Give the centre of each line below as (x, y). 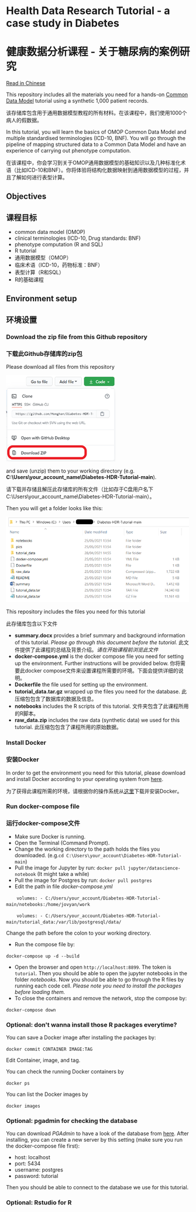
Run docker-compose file (43, 806)
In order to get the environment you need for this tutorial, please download (96, 773)
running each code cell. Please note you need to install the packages (98, 986)
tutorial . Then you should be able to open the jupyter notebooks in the (101, 973)
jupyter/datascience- (154, 868)
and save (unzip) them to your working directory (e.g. (71, 471)
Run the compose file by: (44, 944)
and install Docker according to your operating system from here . (85, 779)
